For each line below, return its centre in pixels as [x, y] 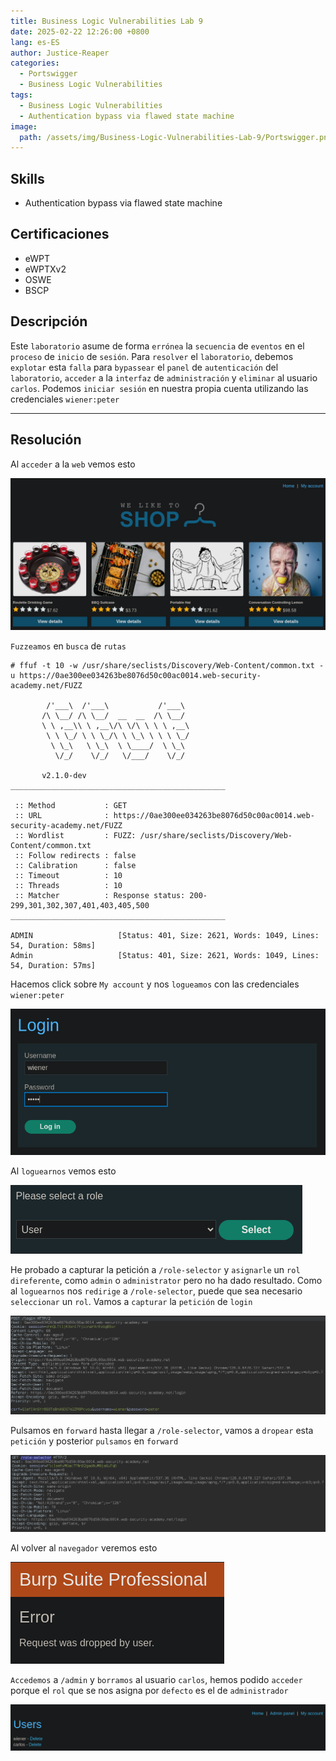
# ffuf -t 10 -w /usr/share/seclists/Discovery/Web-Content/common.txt [162, 665]
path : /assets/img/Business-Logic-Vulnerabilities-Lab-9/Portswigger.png [176, 137]
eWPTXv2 [45, 269]
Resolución [46, 440]
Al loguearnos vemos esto [63, 1171]
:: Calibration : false [75, 865]
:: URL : [62, 815]
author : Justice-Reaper [60, 53]
